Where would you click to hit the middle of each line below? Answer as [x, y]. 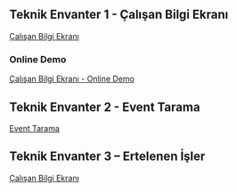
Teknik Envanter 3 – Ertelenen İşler [107, 157]
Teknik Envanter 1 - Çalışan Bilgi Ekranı [119, 15]
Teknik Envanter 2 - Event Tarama [105, 107]
